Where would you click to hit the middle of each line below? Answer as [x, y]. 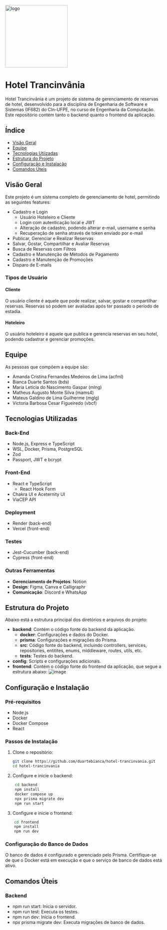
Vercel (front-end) [31, 528]
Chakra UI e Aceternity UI [39, 494]
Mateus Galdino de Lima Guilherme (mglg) [56, 398]
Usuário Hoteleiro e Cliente [48, 217]
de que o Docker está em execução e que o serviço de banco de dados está [83, 860]
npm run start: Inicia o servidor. [45, 907]
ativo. [11, 866]
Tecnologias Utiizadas [35, 153]
